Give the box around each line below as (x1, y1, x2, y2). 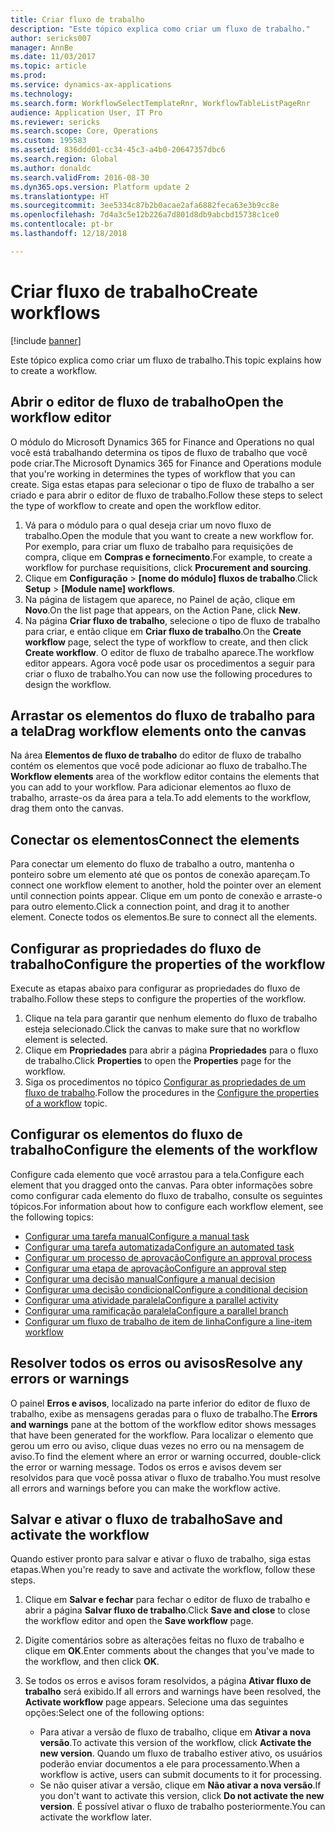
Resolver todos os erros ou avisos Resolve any (10, 1355, 303, 1372)
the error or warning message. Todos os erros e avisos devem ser (10, 1461, 283, 1473)
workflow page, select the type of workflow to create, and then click (24, 636, 309, 648)
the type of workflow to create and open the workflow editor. (10, 499, 262, 511)
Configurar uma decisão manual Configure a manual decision (24, 1272, 276, 1285)
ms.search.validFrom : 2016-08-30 (10, 172, 150, 183)
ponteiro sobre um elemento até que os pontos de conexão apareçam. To (10, 869, 311, 881)
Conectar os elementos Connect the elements (10, 831, 300, 848)
